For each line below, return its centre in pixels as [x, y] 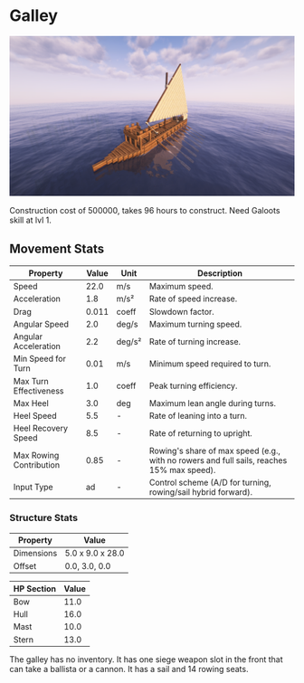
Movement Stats [57, 248]
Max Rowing [36, 455]
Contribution [37, 465]
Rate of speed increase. [193, 299]
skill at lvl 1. [31, 220]
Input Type [33, 487]
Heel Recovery [41, 428]
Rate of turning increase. [195, 341]
